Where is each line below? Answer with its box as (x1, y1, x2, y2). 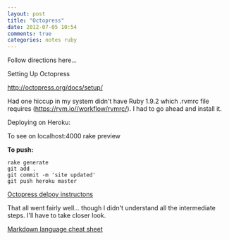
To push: (7, 145, 34, 154)
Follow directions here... (7, 56, 78, 64)
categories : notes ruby (7, 37, 78, 44)
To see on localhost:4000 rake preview (7, 132, 121, 140)
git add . (7, 165, 37, 173)
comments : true (7, 30, 52, 37)
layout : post (7, 10, 46, 18)
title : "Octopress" (7, 17, 65, 24)
